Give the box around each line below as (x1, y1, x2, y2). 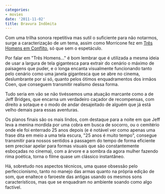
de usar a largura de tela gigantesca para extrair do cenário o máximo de (5, 60, 155, 66)
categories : (5, 7, 30, 12)
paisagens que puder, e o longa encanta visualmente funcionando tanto (5, 66, 153, 72)
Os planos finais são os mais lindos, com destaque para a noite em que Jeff (5, 116, 161, 122)
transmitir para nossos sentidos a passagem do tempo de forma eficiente (5, 138, 156, 144)
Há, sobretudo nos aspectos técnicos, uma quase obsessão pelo (5, 163, 138, 169)
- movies (5, 12, 23, 17)
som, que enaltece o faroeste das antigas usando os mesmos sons (5, 174, 142, 180)
